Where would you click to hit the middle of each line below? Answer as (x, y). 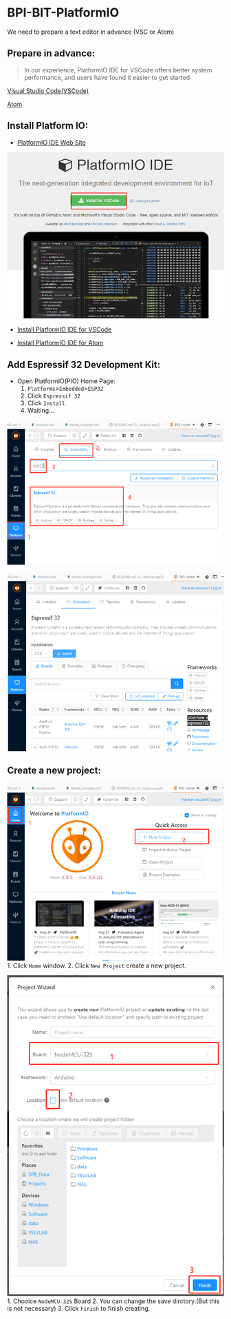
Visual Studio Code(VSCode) (48, 90)
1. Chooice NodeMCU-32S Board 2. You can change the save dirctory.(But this (113, 1301)
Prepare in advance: (51, 53)
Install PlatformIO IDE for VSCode (64, 329)
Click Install (46, 403)
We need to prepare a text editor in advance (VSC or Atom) (91, 32)
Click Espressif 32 (54, 396)
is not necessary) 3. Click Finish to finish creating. (79, 1309)
